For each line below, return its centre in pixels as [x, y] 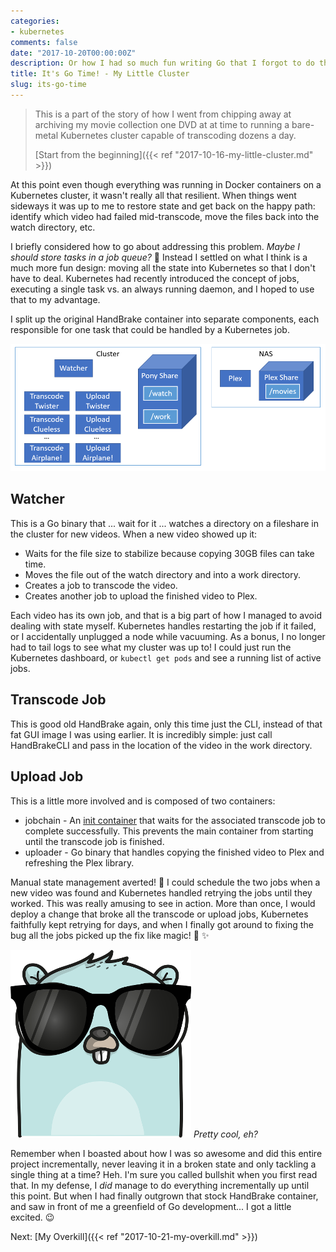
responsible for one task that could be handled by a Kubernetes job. [150, 329]
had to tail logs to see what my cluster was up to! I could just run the [151, 647]
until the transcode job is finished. [94, 841]
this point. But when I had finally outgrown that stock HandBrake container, [164, 1196]
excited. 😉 [32, 1217]
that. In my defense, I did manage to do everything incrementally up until [160, 1185]
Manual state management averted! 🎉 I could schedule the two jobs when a [165, 882]
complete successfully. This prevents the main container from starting [169, 831]
